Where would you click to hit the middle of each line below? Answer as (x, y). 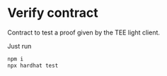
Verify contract (53, 13)
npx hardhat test (33, 65)
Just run (19, 46)
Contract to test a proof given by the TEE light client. (84, 32)
